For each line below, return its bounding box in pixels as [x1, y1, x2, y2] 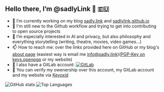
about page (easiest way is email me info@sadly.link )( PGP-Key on [12, 51, 145, 57]
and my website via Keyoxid [12, 72, 69, 78]
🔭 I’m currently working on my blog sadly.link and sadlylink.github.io [12, 18, 150, 23]
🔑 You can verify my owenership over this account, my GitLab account [12, 67, 154, 72]
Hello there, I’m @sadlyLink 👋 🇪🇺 [5, 5, 109, 13]
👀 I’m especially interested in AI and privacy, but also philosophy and [12, 33, 151, 39]
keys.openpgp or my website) [12, 56, 72, 62]
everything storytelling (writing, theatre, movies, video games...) [12, 39, 142, 45]
